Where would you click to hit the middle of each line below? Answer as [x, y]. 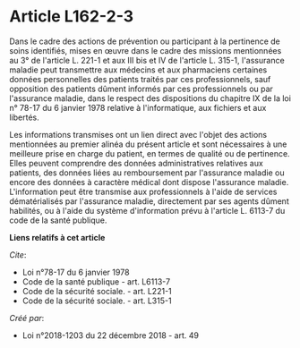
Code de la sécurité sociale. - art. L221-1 [97, 291]
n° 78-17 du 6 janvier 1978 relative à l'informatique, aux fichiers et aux [138, 107]
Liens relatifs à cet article [57, 237]
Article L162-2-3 [72, 17]
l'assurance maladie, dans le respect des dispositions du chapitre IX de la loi [150, 98]
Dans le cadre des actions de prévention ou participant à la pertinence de [145, 41]
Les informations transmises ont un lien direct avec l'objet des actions [138, 134]
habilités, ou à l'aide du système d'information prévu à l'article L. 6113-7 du [147, 210]
